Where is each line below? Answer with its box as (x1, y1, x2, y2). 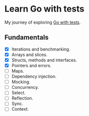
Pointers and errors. (11, 62, 52, 68)
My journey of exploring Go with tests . (4, 19, 81, 25)
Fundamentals (4, 33, 49, 42)
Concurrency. (11, 85, 39, 90)
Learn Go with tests (4, 3, 85, 14)
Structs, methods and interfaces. (11, 57, 77, 63)
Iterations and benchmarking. (11, 46, 71, 52)
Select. (11, 90, 26, 96)
